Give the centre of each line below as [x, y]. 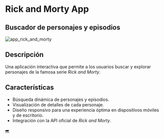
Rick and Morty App [47, 9]
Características [30, 88]
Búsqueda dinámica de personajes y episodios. [61, 99]
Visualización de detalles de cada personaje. [58, 104]
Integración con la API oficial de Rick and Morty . [62, 120]
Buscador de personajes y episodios [63, 27]
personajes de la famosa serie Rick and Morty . [53, 72]
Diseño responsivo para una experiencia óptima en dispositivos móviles [85, 110]
